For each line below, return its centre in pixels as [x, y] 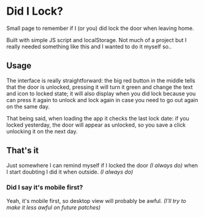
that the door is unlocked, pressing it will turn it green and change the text [100, 87]
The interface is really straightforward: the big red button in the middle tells [101, 80]
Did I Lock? [35, 11]
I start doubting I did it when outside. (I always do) [70, 172]
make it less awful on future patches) [54, 207]
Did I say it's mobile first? [45, 188]
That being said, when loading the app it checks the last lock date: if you [98, 118]
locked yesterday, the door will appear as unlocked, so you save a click [96, 125]
